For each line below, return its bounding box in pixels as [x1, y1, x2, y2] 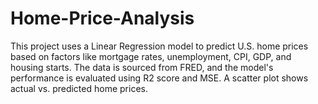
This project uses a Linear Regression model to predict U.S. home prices [10, 40, 309, 52]
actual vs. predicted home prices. [10, 82, 148, 94]
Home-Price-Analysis [10, 7, 195, 30]
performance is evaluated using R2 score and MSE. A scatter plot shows [10, 72, 309, 84]
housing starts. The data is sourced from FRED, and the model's [10, 61, 274, 73]
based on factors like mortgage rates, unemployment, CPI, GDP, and [10, 50, 292, 62]
